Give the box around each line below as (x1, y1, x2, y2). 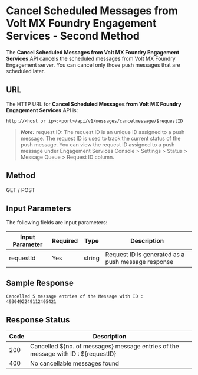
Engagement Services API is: (6, 106, 78, 113)
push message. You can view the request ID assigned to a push (20, 141, 175, 148)
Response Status (6, 315, 70, 325)
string (83, 254, 100, 262)
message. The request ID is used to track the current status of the (20, 135, 181, 142)
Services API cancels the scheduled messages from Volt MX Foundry (6, 55, 176, 62)
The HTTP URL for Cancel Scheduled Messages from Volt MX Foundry (6, 100, 181, 107)
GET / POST (6, 186, 35, 193)
